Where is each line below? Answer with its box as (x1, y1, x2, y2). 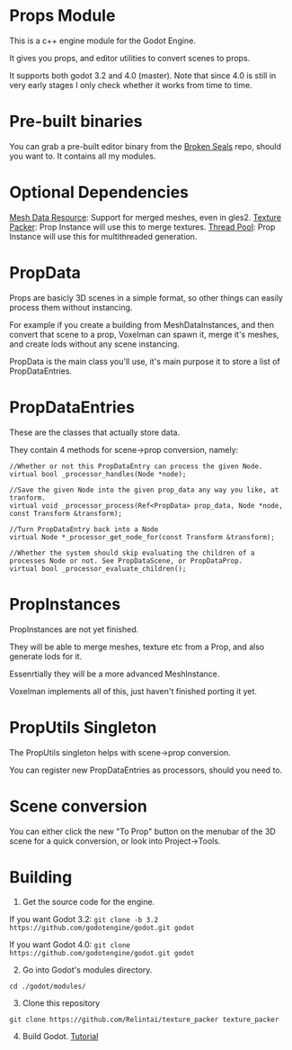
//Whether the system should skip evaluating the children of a (9, 548, 255, 557)
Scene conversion (9, 796, 148, 816)
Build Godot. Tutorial (22, 1031, 99, 1042)
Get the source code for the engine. (22, 897, 155, 908)
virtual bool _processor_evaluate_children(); (9, 564, 187, 573)
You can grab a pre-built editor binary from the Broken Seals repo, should (9, 140, 281, 151)
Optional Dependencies (9, 182, 189, 203)
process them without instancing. (9, 302, 133, 312)
